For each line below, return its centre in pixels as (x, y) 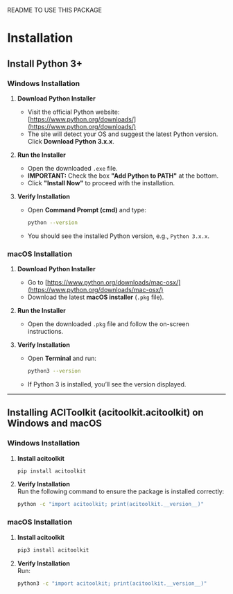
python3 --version (54, 371)
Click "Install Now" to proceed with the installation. (101, 183)
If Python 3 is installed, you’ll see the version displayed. (107, 384)
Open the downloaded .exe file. (72, 168)
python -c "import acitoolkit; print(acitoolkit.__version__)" (111, 504)
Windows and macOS (55, 424)
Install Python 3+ (45, 63)
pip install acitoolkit (52, 471)
